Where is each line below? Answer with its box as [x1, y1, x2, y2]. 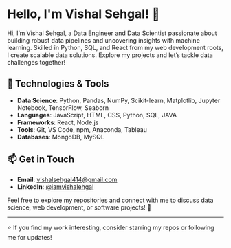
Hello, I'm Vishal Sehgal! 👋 [7, 6, 160, 22]
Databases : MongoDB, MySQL [16, 133, 105, 141]
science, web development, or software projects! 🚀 [7, 203, 151, 212]
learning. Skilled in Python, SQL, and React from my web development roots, [7, 43, 223, 52]
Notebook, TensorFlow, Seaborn [16, 103, 109, 112]
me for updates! [7, 233, 53, 241]
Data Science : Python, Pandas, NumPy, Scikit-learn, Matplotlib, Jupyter [16, 96, 221, 104]
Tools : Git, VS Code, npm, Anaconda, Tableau [16, 125, 148, 133]
